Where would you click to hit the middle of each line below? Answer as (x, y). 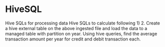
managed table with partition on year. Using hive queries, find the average (81, 33)
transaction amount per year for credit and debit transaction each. (73, 39)
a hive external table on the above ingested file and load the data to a (76, 28)
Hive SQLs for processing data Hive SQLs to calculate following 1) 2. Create (83, 23)
